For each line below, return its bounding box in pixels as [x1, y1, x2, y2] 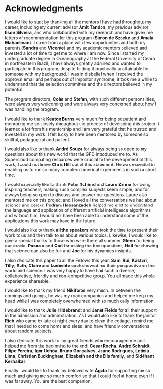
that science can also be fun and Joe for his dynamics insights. [5, 247, 132, 254]
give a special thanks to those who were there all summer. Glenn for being [5, 237, 155, 243]
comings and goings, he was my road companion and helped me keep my [5, 292, 154, 298]
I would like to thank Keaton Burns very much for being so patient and [5, 116, 146, 122]
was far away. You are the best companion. [5, 378, 92, 384]
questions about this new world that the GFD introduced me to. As [5, 151, 138, 157]
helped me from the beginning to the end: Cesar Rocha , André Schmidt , [5, 343, 151, 348]
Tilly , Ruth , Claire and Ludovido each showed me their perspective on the [5, 262, 155, 268]
